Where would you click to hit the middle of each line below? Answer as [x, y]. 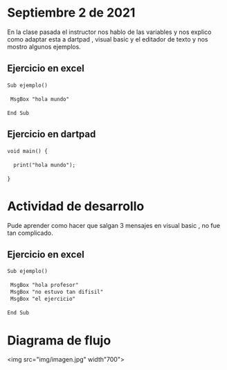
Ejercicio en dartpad [52, 134]
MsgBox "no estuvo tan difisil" [57, 292]
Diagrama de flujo [59, 340]
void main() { [28, 151]
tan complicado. [30, 233]
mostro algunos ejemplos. [44, 46]
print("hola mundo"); [45, 165]
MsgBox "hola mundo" [40, 99]
